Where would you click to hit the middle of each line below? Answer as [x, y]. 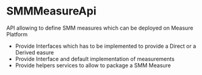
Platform [17, 34]
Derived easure [34, 52]
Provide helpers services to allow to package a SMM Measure [93, 65]
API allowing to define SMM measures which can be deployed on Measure [100, 28]
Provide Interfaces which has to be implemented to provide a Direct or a [106, 46]
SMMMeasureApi [51, 11]
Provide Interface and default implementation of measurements [95, 59]
